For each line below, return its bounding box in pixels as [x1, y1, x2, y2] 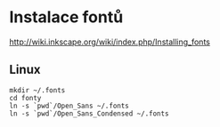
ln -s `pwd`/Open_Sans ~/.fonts [9, 101, 129, 110]
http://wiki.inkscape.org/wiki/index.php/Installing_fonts [9, 36, 211, 47]
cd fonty [9, 93, 42, 102]
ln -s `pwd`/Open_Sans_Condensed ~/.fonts [9, 109, 169, 118]
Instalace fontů [9, 7, 124, 28]
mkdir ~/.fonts [9, 85, 66, 95]
